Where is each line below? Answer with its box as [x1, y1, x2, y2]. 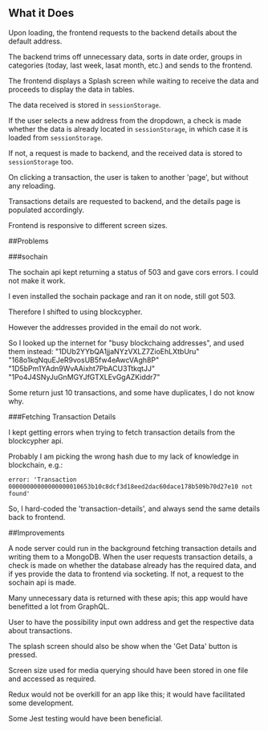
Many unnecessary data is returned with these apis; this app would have [8, 593, 249, 602]
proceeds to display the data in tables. [8, 84, 135, 94]
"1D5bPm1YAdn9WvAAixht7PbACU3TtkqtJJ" [8, 363, 156, 373]
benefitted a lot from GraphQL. [8, 602, 110, 611]
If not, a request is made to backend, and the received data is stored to [8, 148, 243, 157]
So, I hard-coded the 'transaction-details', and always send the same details [8, 504, 261, 513]
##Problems [8, 236, 49, 246]
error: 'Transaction [8, 476, 78, 484]
